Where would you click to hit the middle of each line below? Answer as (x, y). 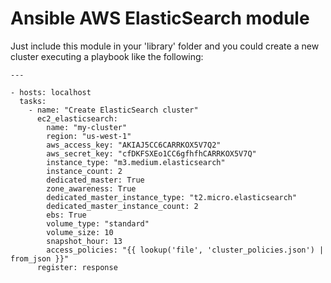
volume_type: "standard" (98, 223)
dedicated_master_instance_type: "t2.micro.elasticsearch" (172, 197)
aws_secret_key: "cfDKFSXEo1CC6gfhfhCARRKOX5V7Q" (151, 153)
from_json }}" (40, 258)
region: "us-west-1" (89, 136)
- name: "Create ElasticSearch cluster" (113, 110)
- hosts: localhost (51, 92)
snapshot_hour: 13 (84, 241)
